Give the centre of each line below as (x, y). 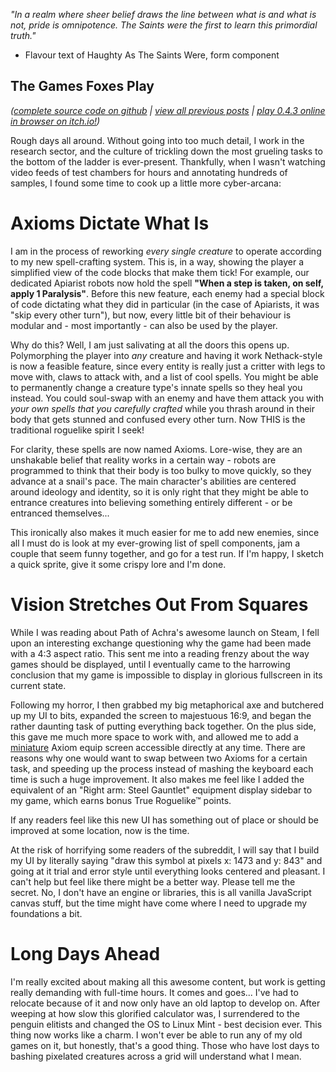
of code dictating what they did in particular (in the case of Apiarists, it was (165, 304)
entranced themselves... (60, 513)
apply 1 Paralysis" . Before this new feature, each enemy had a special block (167, 293)
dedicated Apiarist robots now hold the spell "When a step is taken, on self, (167, 283)
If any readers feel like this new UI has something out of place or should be (165, 820)
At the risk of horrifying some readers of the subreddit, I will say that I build (165, 850)
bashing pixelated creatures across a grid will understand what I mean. (156, 1056)
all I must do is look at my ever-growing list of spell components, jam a (155, 543)
